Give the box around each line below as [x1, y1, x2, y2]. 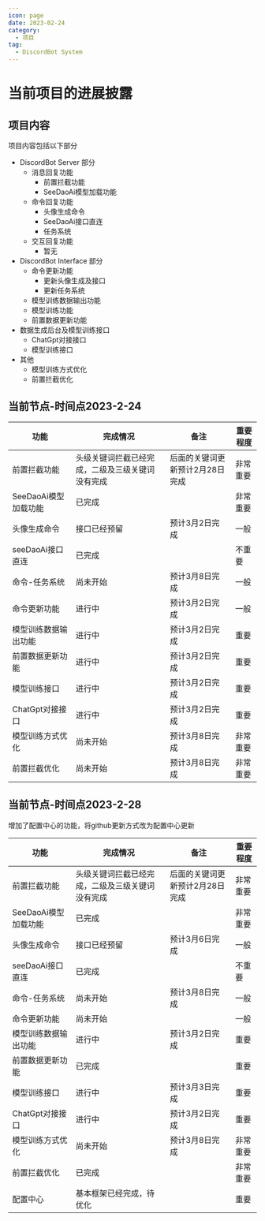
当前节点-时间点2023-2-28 [8, 798, 142, 812]
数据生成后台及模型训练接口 [19, 325, 110, 334]
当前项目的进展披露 [8, 84, 133, 103]
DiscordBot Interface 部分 [19, 256, 103, 265]
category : [8, 26, 41, 34]
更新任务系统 [43, 286, 85, 295]
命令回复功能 [31, 197, 73, 206]
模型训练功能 [31, 305, 73, 315]
